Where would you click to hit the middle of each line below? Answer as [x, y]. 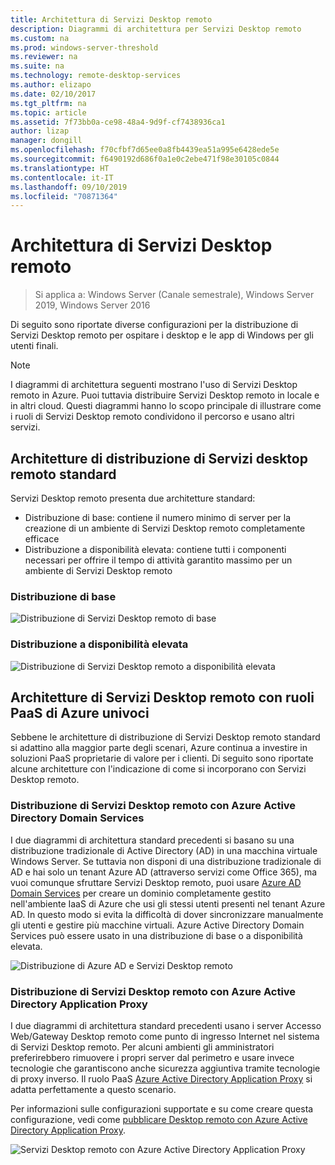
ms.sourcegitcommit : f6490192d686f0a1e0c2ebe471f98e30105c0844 [145, 159]
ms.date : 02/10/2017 [53, 94]
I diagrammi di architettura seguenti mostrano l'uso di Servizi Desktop [154, 385]
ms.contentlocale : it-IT [62, 177]
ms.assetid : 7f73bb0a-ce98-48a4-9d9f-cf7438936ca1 [118, 122]
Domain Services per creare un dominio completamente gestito [141, 893]
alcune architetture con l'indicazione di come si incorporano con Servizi [158, 769]
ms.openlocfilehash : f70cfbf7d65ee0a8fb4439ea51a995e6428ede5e [145, 150]
